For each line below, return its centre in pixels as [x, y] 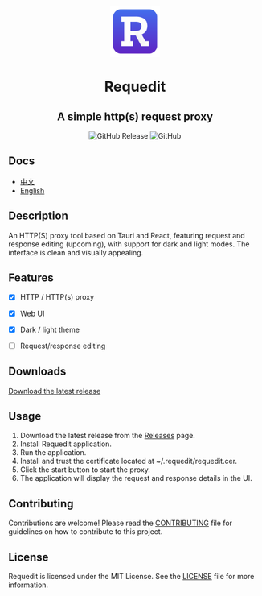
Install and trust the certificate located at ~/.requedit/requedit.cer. [129, 461]
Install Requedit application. [66, 444]
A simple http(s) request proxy [135, 116]
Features [31, 278]
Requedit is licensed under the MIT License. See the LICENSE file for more [131, 576]
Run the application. [53, 453]
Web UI [32, 313]
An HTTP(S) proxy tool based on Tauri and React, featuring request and [127, 235]
